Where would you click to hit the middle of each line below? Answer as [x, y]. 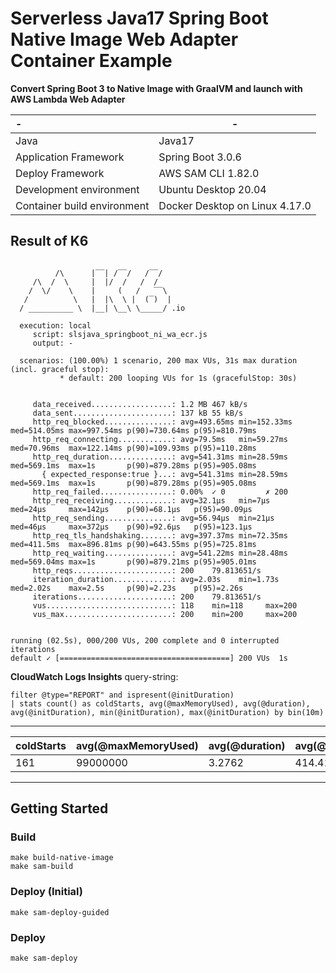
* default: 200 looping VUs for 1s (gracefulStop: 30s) [178, 378]
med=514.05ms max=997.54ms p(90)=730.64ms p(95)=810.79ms [133, 430]
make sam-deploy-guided [60, 912]
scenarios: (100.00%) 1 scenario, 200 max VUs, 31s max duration [158, 360]
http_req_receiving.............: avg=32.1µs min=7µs [151, 500]
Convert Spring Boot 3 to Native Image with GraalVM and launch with [156, 88]
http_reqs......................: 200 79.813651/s [147, 570]
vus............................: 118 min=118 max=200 [165, 605]
